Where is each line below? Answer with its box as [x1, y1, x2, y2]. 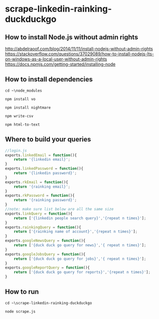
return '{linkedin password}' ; [14, 171, 77, 175]
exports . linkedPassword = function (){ [5, 166, 83, 171]
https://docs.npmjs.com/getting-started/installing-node [5, 62, 116, 67]
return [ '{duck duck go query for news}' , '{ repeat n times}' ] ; [14, 243, 146, 248]
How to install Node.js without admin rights [5, 33, 138, 41]
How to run [5, 287, 39, 296]
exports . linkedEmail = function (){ [5, 153, 77, 158]
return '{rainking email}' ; [14, 184, 70, 189]
